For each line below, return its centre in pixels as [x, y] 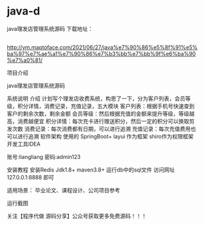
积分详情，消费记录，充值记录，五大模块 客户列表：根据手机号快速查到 [106, 106]
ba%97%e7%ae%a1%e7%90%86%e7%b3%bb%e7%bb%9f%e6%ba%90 [101, 53]
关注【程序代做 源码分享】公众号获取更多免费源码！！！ [77, 216]
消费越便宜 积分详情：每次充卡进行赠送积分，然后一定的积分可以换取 [103, 121]
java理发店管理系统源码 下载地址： [50, 29]
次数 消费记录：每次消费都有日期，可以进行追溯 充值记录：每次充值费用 [101, 129]
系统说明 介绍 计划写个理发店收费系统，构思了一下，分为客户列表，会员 [96, 98]
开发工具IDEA [24, 144]
